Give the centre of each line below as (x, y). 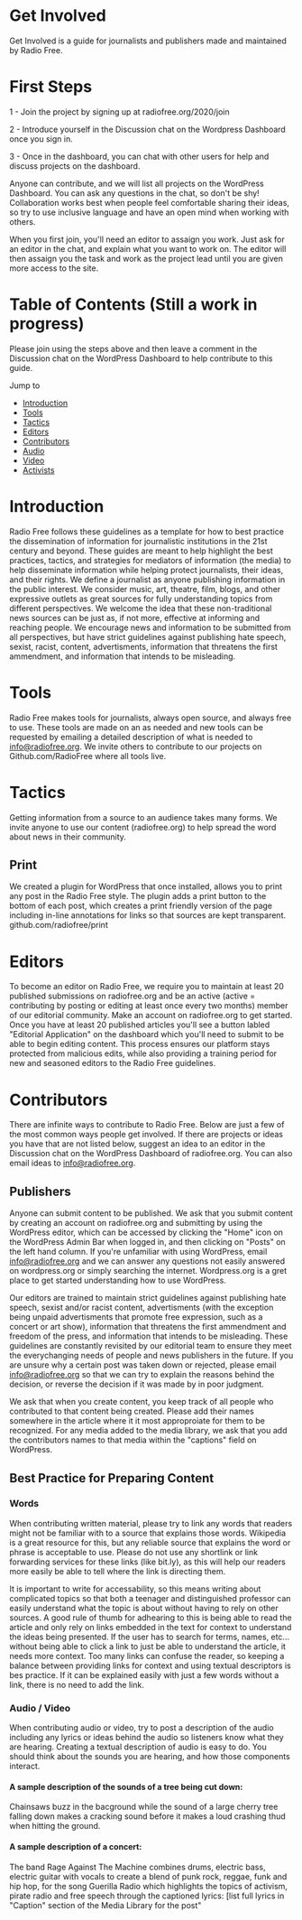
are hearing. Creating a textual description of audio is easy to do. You (138, 1747)
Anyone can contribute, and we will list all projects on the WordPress (137, 183)
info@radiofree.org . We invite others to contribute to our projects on (136, 747)
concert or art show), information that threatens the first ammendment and (148, 1327)
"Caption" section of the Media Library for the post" (105, 1905)
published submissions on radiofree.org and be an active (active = (133, 996)
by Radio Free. (36, 50)
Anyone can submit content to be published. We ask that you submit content (151, 1213)
